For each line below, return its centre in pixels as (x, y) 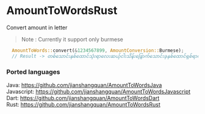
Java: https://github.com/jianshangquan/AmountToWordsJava (84, 85)
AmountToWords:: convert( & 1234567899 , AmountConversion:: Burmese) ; (98, 50)
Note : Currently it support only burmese (72, 39)
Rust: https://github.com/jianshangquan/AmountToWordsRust (83, 104)
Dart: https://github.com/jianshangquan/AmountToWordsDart (83, 98)
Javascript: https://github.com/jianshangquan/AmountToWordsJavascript (99, 91)
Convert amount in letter (37, 27)
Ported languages (33, 72)
